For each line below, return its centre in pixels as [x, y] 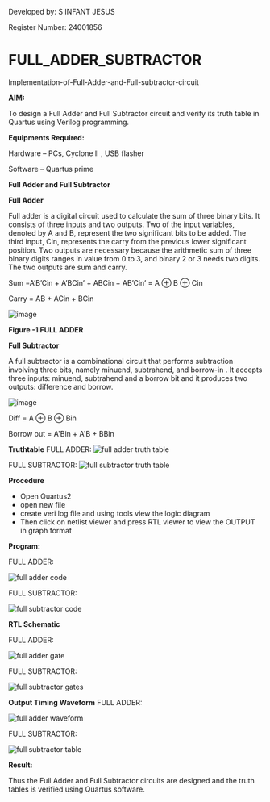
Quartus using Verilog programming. [69, 122]
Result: [21, 765]
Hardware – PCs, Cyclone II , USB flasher [77, 153]
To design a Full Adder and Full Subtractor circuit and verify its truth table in [134, 113]
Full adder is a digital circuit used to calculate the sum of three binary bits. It [134, 215]
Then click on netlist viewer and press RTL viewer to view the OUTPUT [137, 522]
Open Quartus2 [46, 496]
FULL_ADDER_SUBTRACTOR [105, 60]
